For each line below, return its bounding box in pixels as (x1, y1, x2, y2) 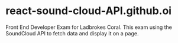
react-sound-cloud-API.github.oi (5, 4, 172, 18)
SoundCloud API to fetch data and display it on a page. (5, 29, 139, 37)
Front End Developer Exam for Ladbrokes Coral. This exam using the (5, 24, 173, 31)
